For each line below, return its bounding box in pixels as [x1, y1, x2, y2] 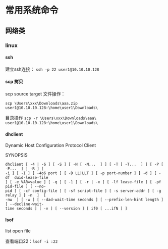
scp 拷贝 [5, 79, 24, 85]
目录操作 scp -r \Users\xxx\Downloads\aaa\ [5, 115, 97, 121]
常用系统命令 [5, 5, 59, 16]
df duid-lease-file [5, 175, 49, 180]
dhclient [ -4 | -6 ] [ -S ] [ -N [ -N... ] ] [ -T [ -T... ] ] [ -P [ [5, 162, 164, 167]
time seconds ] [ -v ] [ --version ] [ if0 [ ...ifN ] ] [5, 206, 128, 211]
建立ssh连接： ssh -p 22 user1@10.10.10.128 [5, 66, 99, 72]
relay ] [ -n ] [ [5, 193, 46, 198]
